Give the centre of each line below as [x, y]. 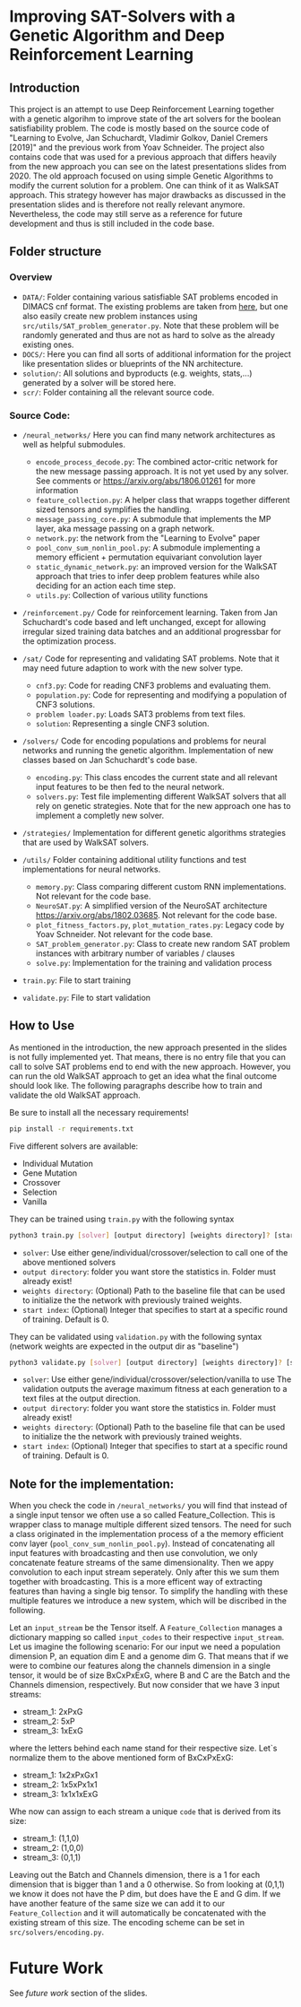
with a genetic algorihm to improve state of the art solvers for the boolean [145, 119]
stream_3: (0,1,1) [52, 1857]
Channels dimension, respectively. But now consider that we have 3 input [145, 1685]
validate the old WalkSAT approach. [75, 1095]
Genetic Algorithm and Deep [117, 35]
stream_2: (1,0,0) [53, 1848]
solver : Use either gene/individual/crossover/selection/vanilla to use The [157, 1379]
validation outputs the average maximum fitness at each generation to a [155, 1389]
